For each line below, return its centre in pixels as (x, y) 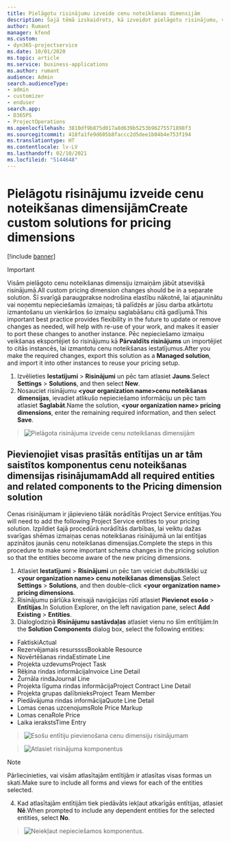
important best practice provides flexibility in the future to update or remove (114, 319)
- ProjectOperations (37, 122)
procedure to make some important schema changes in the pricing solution (113, 550)
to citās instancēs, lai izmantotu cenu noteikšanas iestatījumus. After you (109, 348)
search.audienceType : (38, 84)
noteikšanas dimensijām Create (98, 208)
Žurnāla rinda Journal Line (53, 678)
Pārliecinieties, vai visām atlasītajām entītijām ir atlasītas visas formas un (110, 775)
